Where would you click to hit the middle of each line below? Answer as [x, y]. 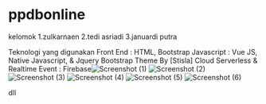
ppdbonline [47, 15]
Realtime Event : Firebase [50, 68]
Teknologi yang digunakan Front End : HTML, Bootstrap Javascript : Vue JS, [133, 52]
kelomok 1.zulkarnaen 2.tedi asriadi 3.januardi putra [93, 37]
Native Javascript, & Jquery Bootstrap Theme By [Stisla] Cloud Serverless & [133, 60]
